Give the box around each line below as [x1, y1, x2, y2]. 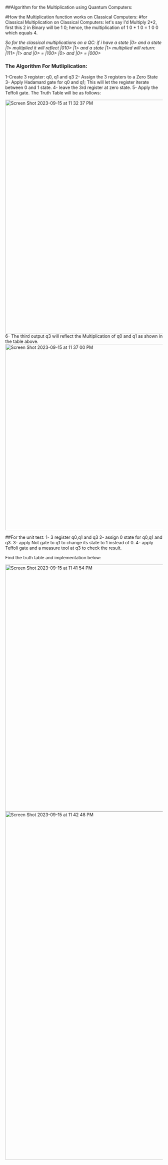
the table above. [5, 338, 38, 344]
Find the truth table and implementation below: [5, 555, 101, 561]
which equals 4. [5, 30, 38, 35]
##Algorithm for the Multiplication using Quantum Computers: [5, 4, 132, 10]
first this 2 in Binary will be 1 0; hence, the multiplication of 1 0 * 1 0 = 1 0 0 [5, 24, 158, 30]
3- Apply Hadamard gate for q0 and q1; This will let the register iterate [5, 79, 149, 85]
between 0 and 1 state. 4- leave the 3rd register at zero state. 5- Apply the [5, 84, 158, 90]
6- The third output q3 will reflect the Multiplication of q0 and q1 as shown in [5, 333, 163, 339]
